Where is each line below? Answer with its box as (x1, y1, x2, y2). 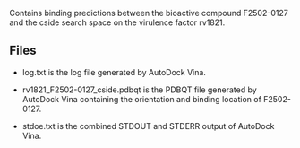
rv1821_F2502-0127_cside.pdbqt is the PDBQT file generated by (21, 84, 257, 95)
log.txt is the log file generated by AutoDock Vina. (21, 66, 206, 77)
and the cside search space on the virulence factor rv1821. (9, 17, 226, 28)
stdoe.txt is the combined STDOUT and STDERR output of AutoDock (21, 120, 275, 131)
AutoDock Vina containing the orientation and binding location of (21, 93, 262, 104)
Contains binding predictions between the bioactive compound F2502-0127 (9, 8, 288, 18)
